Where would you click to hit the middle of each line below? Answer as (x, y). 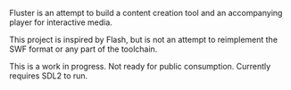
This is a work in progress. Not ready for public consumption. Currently (140, 66)
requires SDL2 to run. (49, 76)
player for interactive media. (61, 22)
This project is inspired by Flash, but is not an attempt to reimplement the (144, 40)
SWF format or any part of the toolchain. (83, 49)
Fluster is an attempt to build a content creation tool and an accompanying (146, 13)
